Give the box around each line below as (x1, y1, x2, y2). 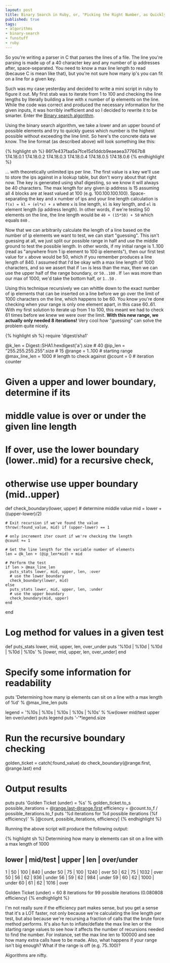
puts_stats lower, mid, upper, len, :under (10, 587, 103, 592)
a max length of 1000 (5, 841, 50, 847)
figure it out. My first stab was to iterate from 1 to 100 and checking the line (5, 91, 162, 97)
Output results (5, 783, 67, 794)
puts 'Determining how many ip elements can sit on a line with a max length (5, 694, 163, 700)
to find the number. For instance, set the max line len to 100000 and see (5, 932, 155, 938)
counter (5, 358, 22, 364)
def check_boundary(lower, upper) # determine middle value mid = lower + (5, 506, 162, 512)
